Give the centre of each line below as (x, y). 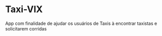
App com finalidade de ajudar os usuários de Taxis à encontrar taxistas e (81, 23)
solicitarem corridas (26, 28)
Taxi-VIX (24, 9)
